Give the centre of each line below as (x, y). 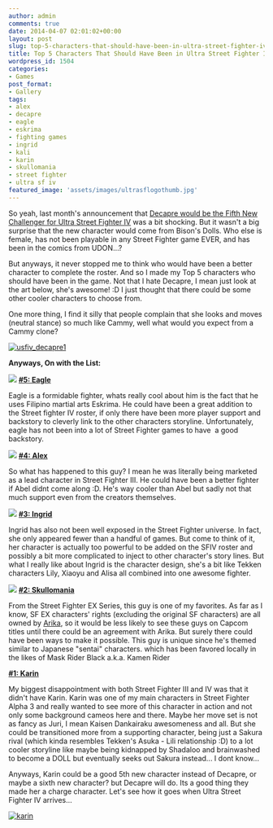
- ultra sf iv (32, 183)
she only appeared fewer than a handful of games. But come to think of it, (132, 538)
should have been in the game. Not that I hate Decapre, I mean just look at (132, 281)
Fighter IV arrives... (41, 800)
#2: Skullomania (46, 589)
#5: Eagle (35, 379)
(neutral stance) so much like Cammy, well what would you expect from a (131, 322)
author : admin (32, 16)
